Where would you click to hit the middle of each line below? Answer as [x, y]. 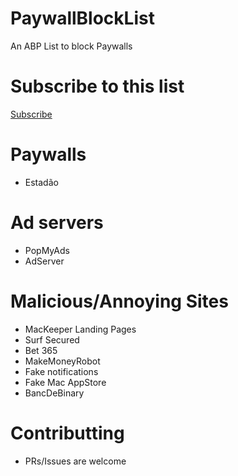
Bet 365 [41, 350]
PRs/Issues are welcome [75, 461]
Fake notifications [61, 371]
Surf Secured [52, 339]
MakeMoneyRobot [62, 361]
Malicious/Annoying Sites [119, 301]
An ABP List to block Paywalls [71, 46]
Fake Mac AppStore [65, 382]
